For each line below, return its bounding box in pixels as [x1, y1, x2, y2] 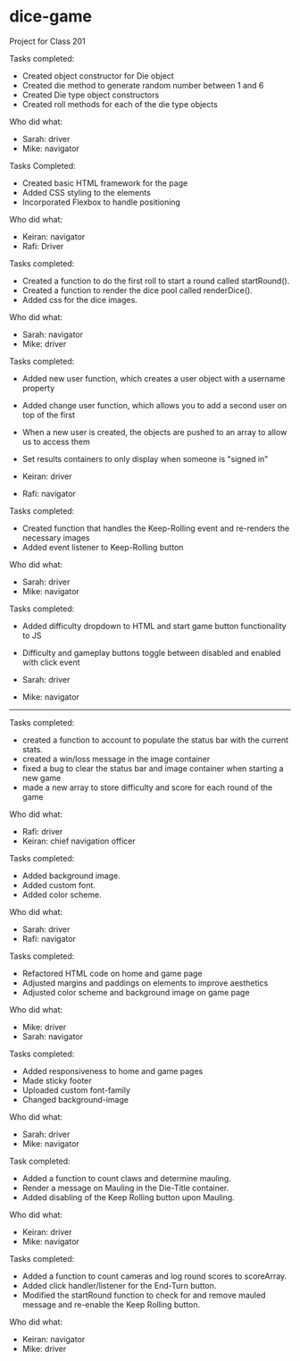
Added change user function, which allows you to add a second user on [21, 399, 287, 410]
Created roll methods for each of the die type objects [21, 98, 219, 109]
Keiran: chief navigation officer [21, 836, 136, 846]
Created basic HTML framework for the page [21, 177, 188, 189]
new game [21, 772, 62, 783]
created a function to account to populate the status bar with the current [21, 735, 288, 745]
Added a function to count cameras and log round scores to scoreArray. [21, 1271, 287, 1281]
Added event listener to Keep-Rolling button [21, 542, 184, 552]
